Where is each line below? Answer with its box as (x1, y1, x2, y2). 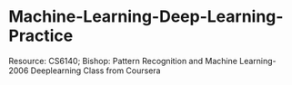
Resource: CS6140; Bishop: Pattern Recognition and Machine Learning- (8, 55, 277, 66)
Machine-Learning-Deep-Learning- (8, 6, 284, 27)
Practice (8, 25, 74, 46)
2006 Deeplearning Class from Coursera (8, 65, 161, 76)
